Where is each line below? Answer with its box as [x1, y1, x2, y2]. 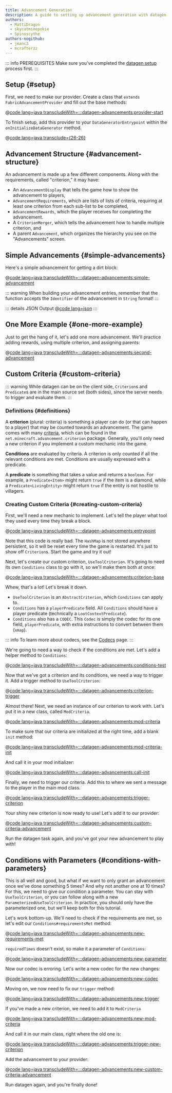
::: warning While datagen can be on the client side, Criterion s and [5, 383, 148, 389]
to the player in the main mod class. [5, 785, 81, 791]
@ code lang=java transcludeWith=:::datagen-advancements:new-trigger [5, 996, 159, 1002]
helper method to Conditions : [5, 652, 68, 658]
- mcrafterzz [10, 46, 38, 51]
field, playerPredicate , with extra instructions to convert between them [12, 621, 163, 628]
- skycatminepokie [10, 27, 50, 32]
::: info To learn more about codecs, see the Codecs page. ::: [5, 637, 133, 643]
